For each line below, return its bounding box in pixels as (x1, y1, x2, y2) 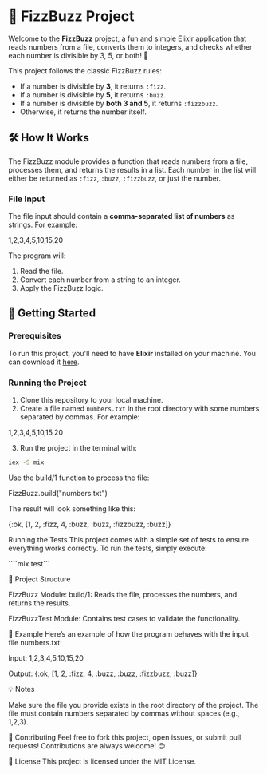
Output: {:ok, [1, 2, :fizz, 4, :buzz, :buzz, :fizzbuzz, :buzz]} (8, 669, 198, 678)
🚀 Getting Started (8, 307, 96, 320)
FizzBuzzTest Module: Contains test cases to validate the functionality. (8, 613, 241, 623)
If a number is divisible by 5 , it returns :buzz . (19, 89, 166, 99)
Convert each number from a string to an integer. (19, 275, 181, 284)
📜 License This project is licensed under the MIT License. (8, 756, 197, 766)
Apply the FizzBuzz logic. (19, 284, 104, 293)
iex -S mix (8, 458, 45, 466)
